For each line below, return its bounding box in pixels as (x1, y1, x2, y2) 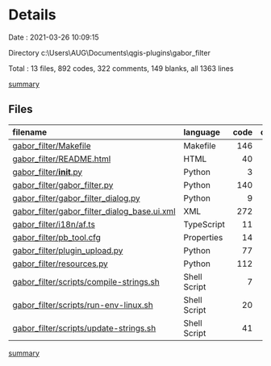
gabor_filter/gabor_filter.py (12, 179, 114, 190)
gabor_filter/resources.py (12, 258, 109, 269)
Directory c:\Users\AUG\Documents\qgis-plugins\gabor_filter (8, 48, 211, 57)
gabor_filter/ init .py (12, 166, 83, 177)
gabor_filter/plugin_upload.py (12, 244, 123, 256)
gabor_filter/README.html (12, 153, 111, 164)
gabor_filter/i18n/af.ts (12, 218, 95, 230)
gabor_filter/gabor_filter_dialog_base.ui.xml (12, 206, 176, 217)
